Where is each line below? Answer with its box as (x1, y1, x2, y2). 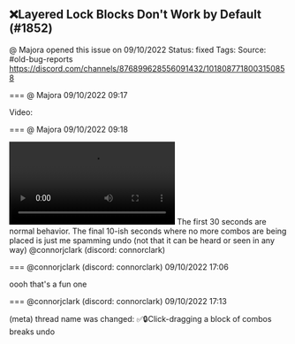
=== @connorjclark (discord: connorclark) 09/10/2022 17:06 (9, 261, 230, 272)
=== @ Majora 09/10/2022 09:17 (9, 89, 128, 100)
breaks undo (9, 326, 56, 337)
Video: (9, 106, 34, 118)
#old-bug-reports (9, 53, 73, 65)
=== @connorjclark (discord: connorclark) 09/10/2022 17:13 (9, 295, 227, 306)
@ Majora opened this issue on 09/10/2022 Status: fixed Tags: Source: (9, 44, 267, 55)
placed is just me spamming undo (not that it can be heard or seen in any (9, 234, 276, 246)
